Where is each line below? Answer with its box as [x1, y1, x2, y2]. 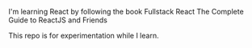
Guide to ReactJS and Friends [8, 15, 107, 25]
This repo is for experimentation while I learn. [8, 31, 159, 40]
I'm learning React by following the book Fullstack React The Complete [8, 7, 244, 16]
